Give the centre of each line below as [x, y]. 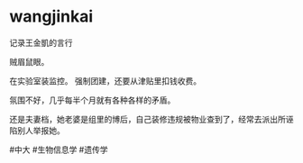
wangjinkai [51, 17]
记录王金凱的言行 [41, 42]
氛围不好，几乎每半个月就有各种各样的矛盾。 [92, 100]
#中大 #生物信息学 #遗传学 [59, 149]
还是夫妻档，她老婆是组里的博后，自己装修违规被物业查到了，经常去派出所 [147, 119]
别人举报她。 [41, 130]
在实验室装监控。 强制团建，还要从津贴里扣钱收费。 [105, 81]
